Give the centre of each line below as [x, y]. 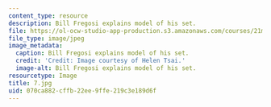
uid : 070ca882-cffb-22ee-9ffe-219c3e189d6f [83, 91]
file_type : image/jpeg [46, 38]
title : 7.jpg [30, 83]
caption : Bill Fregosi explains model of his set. [102, 53]
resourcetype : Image [43, 76]
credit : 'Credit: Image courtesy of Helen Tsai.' [100, 61]
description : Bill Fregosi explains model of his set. [102, 23]
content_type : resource [48, 16]
